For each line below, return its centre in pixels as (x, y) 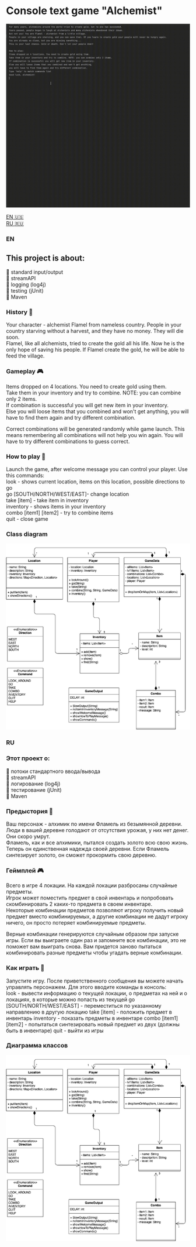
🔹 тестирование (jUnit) (34, 790)
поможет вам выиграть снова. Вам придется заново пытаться (84, 947)
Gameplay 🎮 (25, 372)
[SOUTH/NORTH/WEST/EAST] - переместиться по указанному (84, 1005)
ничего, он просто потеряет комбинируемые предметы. (76, 923)
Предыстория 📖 (30, 811)
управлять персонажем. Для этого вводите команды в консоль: (86, 987)
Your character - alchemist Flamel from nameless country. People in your (94, 325)
